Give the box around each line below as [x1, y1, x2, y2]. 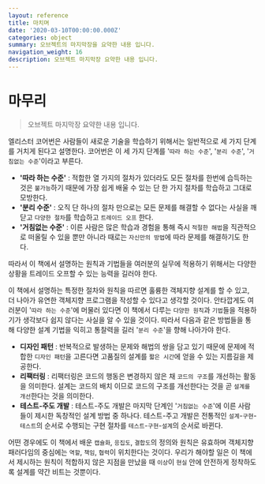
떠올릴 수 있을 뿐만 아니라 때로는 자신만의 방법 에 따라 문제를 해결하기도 [28, 232, 241, 242]
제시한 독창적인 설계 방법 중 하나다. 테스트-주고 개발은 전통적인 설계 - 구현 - [34, 411, 257, 420]
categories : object [8, 33, 73, 42]
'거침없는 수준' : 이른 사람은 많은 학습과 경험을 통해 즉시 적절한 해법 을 [19, 222, 230, 231]
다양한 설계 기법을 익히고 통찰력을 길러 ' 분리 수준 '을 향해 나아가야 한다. [16, 325, 231, 334]
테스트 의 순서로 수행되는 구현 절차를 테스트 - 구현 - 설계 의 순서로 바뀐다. [19, 420, 223, 430]
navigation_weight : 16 [8, 48, 83, 56]
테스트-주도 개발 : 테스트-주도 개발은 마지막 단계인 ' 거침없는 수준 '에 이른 [19, 400, 237, 411]
